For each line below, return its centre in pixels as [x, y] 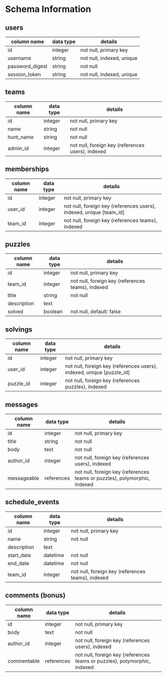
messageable [23, 478]
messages [22, 405]
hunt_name [21, 137]
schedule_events [32, 502]
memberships [27, 169]
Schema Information [48, 9]
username [19, 58]
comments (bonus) [35, 595]
